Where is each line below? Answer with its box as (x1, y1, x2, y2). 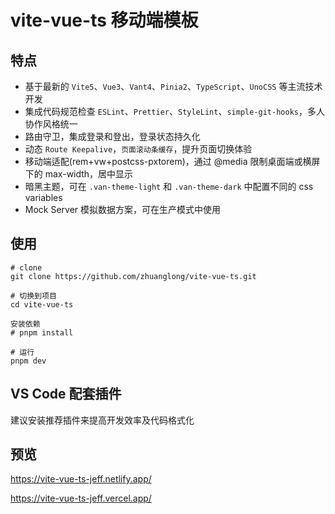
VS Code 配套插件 (10, 386, 122, 403)
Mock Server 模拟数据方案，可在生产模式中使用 (24, 204, 222, 215)
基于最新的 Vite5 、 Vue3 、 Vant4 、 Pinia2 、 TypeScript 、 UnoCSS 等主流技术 (24, 81, 323, 92)
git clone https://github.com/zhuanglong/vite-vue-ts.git (10, 271, 257, 281)
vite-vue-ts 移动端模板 (10, 9, 199, 32)
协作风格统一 (24, 118, 78, 130)
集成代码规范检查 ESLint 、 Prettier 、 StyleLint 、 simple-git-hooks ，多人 (24, 106, 325, 117)
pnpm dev (10, 356, 47, 366)
